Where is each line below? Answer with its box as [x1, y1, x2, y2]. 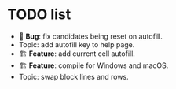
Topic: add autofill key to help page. [18, 39, 135, 49]
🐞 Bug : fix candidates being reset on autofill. [18, 32, 163, 41]
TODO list [7, 6, 71, 24]
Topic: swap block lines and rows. [18, 72, 129, 81]
